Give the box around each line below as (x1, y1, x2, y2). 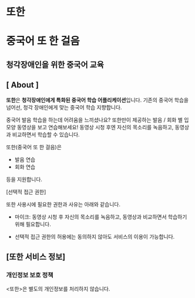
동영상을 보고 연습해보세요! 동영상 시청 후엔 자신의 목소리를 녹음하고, (16, 123, 174, 130)
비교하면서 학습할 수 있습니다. (12, 130, 80, 138)
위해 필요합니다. (14, 220, 51, 227)
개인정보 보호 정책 (6, 271, 54, 279)
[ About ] (6, 80, 39, 90)
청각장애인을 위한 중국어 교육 (6, 59, 105, 69)
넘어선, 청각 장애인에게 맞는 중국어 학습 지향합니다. (6, 103, 122, 111)
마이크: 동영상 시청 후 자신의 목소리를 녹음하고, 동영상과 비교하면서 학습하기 (14, 213, 187, 220)
